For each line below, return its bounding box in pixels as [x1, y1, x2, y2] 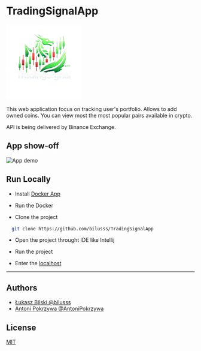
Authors [6, 283, 38, 293]
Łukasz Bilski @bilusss [14, 299, 71, 306]
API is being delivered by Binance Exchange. [6, 123, 117, 130]
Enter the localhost [14, 260, 62, 267]
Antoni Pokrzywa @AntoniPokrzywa [14, 305, 104, 313]
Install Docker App [14, 190, 61, 197]
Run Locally [6, 174, 51, 184]
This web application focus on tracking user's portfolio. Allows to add [6, 105, 177, 112]
